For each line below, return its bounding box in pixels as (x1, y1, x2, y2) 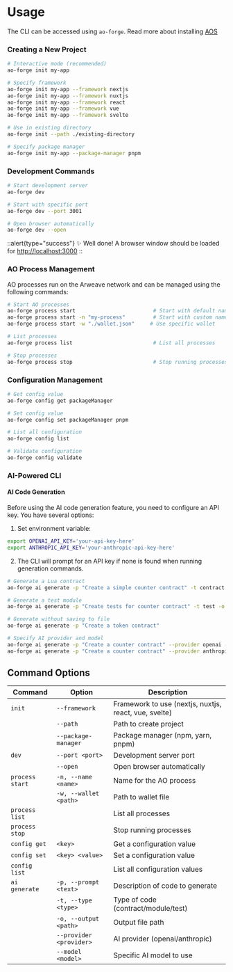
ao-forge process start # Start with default (7, 308, 216, 314)
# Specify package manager (7, 143, 85, 150)
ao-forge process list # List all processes (7, 339, 216, 346)
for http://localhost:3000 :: (7, 247, 83, 255)
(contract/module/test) (113, 904, 188, 914)
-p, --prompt (56, 878, 100, 886)
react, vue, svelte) (113, 708, 172, 717)
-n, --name (56, 773, 92, 781)
